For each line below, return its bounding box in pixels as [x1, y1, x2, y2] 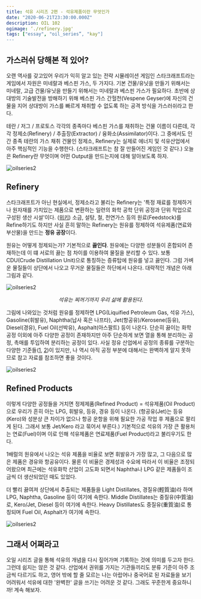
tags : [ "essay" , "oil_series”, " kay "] [6, 31, 103, 37]
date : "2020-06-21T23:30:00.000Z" [6, 14, 93, 20]
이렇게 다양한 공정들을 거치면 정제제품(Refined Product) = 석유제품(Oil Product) [6, 400, 196, 407]
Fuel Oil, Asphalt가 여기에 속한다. [22, 508, 101, 515]
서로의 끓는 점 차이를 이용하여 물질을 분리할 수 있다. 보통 [40, 249, 171, 256]
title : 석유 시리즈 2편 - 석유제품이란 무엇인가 [6, 8, 110, 15]
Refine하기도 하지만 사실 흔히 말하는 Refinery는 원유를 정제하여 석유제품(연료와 [6, 221, 192, 229]
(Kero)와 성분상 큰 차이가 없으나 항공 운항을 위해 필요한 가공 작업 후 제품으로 [6, 415, 185, 422]
